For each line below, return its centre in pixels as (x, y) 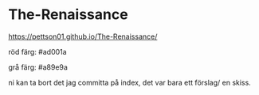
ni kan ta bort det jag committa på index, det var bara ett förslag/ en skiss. (129, 82)
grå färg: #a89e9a (38, 67)
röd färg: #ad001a (37, 51)
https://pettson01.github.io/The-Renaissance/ (83, 36)
